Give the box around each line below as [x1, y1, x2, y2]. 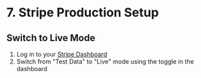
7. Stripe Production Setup [6, 5, 159, 21]
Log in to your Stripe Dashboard [16, 50, 107, 58]
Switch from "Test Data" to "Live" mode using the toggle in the [16, 57, 194, 66]
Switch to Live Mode [6, 32, 96, 44]
